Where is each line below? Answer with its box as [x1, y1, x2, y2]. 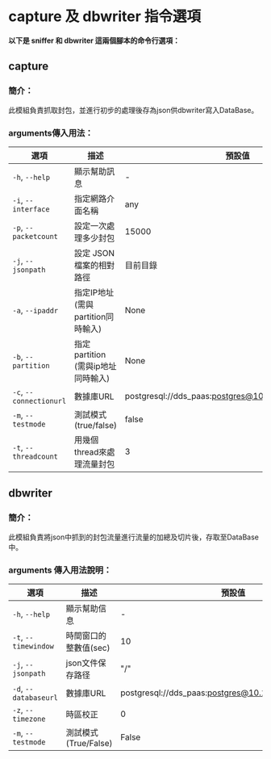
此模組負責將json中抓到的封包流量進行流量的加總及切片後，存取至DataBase [8, 532, 260, 542]
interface [12, 204, 50, 214]
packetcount [12, 232, 59, 241]
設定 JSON [73, 247, 115, 258]
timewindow [12, 641, 54, 651]
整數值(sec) [65, 642, 110, 653]
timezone [12, 714, 46, 723]
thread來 [73, 446, 107, 457]
